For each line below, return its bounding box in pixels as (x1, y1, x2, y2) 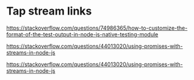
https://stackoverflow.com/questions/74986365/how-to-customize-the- (6, 24, 188, 32)
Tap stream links (6, 4, 92, 18)
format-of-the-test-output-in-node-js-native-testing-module (6, 30, 159, 38)
